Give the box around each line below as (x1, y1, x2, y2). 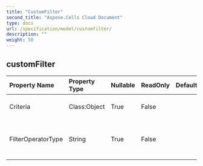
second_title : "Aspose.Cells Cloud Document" (6, 14, 123, 21)
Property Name (9, 81, 54, 89)
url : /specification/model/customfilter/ (6, 25, 112, 32)
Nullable (111, 81, 135, 89)
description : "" (6, 31, 47, 37)
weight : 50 (6, 37, 34, 43)
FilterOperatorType (9, 135, 63, 143)
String (68, 135, 86, 143)
